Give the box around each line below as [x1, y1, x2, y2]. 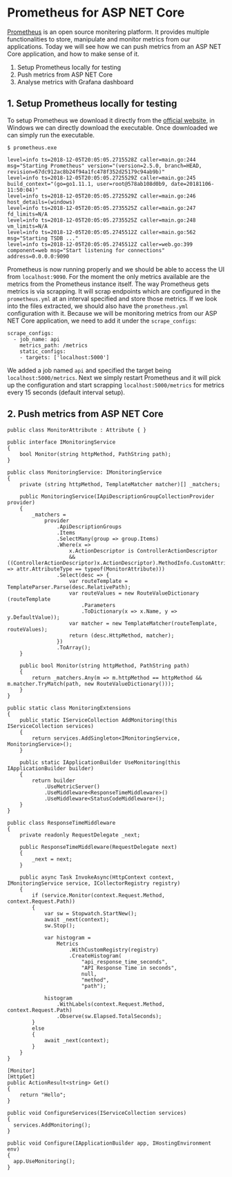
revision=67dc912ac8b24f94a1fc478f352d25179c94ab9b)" [7, 168, 166, 175]
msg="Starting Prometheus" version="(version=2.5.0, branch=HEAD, [7, 162, 202, 169]
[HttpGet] [7, 1073, 36, 1080]
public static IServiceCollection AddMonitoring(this [19, 716, 177, 723]
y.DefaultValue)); [7, 613, 60, 621]
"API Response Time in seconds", [81, 964, 177, 971]
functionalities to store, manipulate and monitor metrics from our [7, 35, 191, 43]
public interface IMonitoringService [7, 439, 116, 446]
